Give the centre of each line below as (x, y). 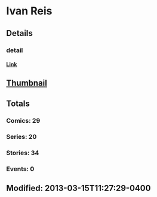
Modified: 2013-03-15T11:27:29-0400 (78, 188)
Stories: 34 (23, 153)
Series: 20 (21, 137)
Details (19, 33)
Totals (18, 103)
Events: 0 (20, 169)
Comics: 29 (23, 120)
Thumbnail (27, 83)
